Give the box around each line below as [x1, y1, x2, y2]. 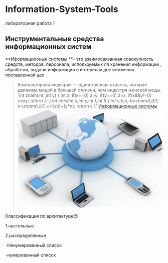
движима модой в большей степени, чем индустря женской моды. [17, 87, 162, 93]
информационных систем [5, 43, 92, 51]
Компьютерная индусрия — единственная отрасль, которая [17, 81, 147, 87]
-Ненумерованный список [5, 242, 62, 248]
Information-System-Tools [5, 4, 119, 15]
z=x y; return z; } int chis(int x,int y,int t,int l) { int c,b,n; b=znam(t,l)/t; [17, 97, 159, 103]
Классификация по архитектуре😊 [5, 213, 78, 219]
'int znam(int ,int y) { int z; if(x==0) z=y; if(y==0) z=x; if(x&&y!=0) [17, 92, 152, 98]
